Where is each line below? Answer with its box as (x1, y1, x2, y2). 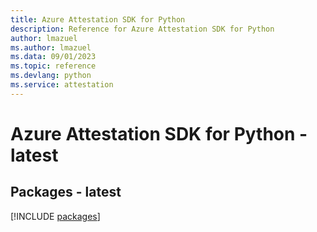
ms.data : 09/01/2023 (10, 52, 97, 62)
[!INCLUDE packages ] (10, 210, 101, 222)
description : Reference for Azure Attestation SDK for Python (10, 24, 275, 34)
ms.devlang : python (10, 71, 92, 81)
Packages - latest (10, 184, 122, 201)
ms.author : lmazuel (10, 42, 92, 53)
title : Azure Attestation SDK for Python (10, 14, 186, 25)
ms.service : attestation (10, 80, 114, 90)
